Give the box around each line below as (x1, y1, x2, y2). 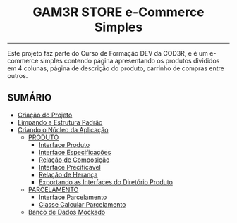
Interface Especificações (38, 148, 111, 156)
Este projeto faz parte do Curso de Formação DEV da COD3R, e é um (7, 49, 208, 57)
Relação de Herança (38, 170, 98, 179)
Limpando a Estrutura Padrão (17, 117, 103, 127)
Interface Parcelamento (38, 193, 107, 201)
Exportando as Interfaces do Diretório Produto (38, 177, 173, 186)
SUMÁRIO (7, 92, 52, 104)
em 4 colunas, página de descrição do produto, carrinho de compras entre (7, 64, 224, 72)
